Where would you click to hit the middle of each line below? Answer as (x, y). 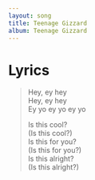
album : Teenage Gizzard (48, 30)
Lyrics (29, 70)
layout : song (30, 16)
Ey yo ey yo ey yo (57, 110)
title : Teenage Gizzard (48, 23)
